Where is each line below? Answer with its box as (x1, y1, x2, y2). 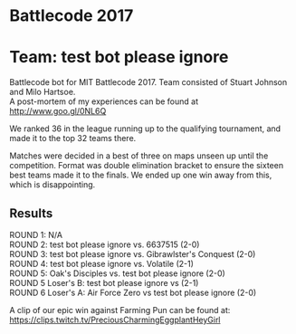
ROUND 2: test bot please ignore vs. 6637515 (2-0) (9, 239, 200, 250)
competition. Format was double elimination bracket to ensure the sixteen (9, 160, 283, 171)
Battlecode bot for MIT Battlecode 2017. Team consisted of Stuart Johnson (9, 77, 288, 88)
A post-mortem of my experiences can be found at (9, 96, 199, 107)
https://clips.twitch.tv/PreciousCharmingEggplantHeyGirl (9, 314, 221, 325)
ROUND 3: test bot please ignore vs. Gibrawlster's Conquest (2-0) (9, 248, 256, 259)
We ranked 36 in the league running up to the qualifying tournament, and (9, 123, 282, 134)
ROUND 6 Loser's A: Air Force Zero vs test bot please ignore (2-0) (9, 287, 257, 298)
